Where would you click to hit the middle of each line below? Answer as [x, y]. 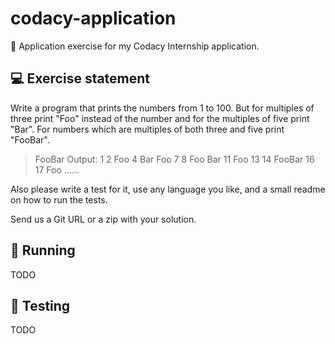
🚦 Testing [40, 305]
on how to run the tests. [59, 199]
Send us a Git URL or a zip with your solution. [103, 219]
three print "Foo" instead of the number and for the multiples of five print [160, 118]
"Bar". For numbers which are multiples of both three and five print [147, 129]
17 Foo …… [57, 169]
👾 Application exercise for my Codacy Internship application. [135, 46]
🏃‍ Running [43, 250]
